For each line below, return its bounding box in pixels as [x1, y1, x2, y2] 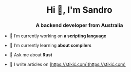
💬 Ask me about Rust [9, 52, 53, 58]
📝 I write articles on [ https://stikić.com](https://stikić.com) [9, 61, 126, 68]
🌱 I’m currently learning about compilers [9, 43, 92, 48]
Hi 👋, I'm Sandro [46, 4, 112, 16]
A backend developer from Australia [36, 22, 123, 29]
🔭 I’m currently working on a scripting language [9, 33, 107, 39]
